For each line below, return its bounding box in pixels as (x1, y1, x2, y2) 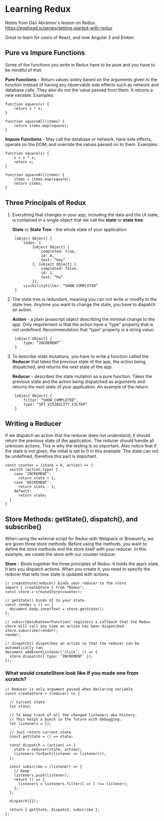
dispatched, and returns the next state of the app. (12, 364, 113, 370)
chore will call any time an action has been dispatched (5, 624, 124, 629)
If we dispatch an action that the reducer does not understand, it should (5, 433, 151, 439)
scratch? (5, 676, 27, 683)
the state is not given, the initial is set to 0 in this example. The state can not (5, 448, 159, 454)
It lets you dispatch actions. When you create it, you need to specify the (5, 566, 151, 572)
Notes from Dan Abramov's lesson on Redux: (5, 20, 97, 26)
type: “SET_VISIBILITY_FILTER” (23, 402, 87, 407)
